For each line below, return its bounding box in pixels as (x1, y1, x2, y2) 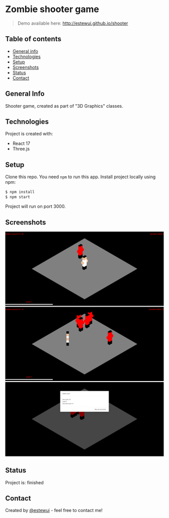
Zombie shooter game (5, 4, 100, 15)
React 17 (12, 140, 30, 146)
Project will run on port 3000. (5, 203, 66, 209)
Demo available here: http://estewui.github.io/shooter (17, 20, 128, 26)
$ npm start (5, 195, 30, 200)
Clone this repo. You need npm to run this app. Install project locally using (5, 174, 156, 180)
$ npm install (5, 190, 35, 195)
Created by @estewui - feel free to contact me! (5, 507, 103, 513)
